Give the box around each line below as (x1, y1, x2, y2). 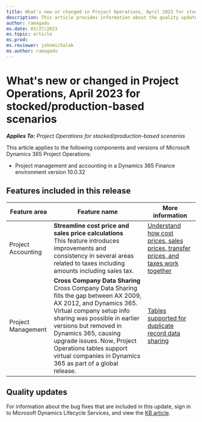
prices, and (147, 251, 179, 259)
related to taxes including (54, 259, 125, 267)
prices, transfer (147, 244, 191, 252)
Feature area (10, 207, 47, 216)
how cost (147, 229, 174, 237)
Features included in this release (6, 186, 131, 196)
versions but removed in (54, 321, 122, 330)
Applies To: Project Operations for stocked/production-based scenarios (6, 132, 185, 139)
